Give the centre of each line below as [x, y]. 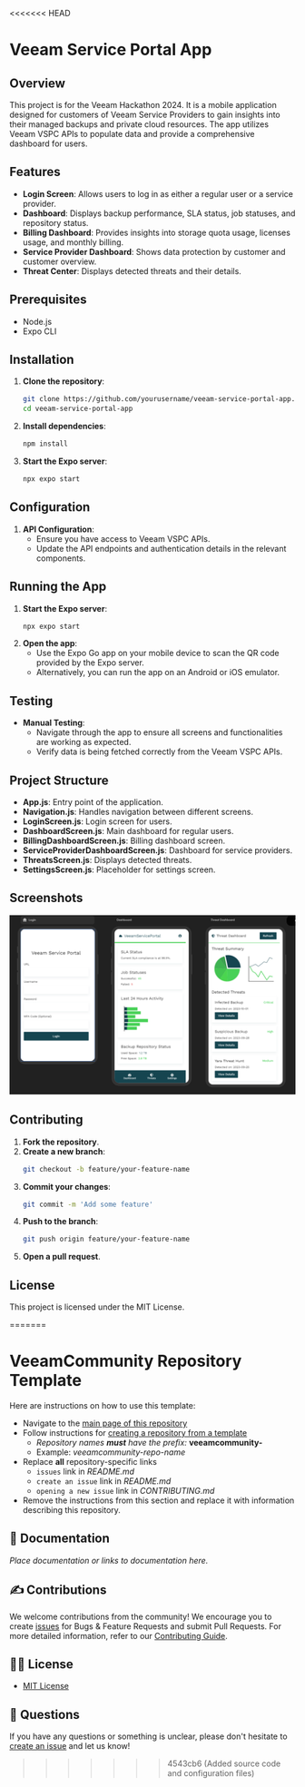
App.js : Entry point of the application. [93, 802]
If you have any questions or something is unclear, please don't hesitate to [148, 1736]
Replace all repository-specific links [89, 1462]
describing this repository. [71, 1510]
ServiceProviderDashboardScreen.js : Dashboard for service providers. [157, 850]
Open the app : [50, 643]
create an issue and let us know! [70, 1746]
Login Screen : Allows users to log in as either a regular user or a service [157, 193]
